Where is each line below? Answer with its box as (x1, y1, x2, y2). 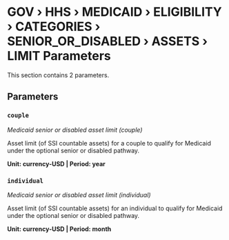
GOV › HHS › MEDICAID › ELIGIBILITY (7, 4, 222, 20)
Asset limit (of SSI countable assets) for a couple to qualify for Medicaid (7, 139, 212, 147)
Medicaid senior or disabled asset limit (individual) (7, 190, 151, 199)
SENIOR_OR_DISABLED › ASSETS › (7, 34, 208, 49)
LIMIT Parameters (7, 48, 112, 64)
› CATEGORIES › (7, 19, 101, 34)
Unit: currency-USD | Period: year (7, 159, 106, 168)
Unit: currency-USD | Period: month (7, 225, 112, 233)
